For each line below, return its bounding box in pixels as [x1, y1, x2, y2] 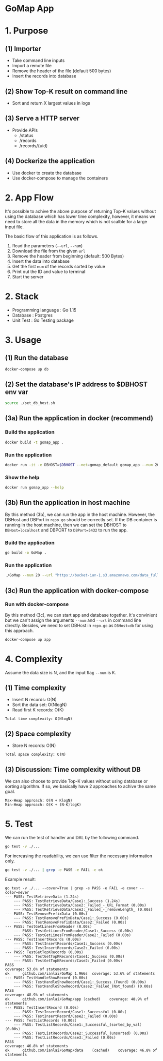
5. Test [5, 819, 33, 829]
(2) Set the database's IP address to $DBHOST [5, 380, 148, 388]
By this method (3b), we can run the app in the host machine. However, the [5, 511, 155, 517]
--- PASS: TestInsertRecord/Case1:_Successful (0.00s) [14, 1009, 127, 1014]
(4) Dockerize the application [5, 157, 95, 165]
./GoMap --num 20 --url [5, 573, 53, 578]
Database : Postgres [12, 312, 53, 318]
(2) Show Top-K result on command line [5, 87, 128, 96]
